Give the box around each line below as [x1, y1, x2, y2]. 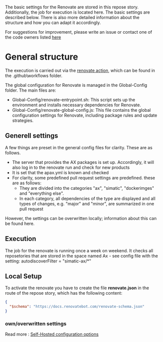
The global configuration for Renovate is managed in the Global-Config [5, 82, 147, 88]
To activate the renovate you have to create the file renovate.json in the [5, 285, 149, 291]
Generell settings [5, 132, 58, 140]
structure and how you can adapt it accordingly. [5, 20, 101, 25]
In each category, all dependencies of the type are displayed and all [19, 195, 156, 201]
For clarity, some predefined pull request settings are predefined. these [12, 175, 156, 181]
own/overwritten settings [5, 320, 67, 327]
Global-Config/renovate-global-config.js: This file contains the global [12, 107, 151, 113]
